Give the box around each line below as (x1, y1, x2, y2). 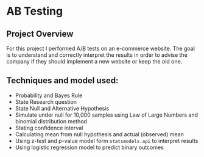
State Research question (15, 98, 77, 105)
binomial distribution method (15, 117, 87, 125)
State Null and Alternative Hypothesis (15, 104, 110, 112)
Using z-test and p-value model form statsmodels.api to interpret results (15, 137, 199, 144)
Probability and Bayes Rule (15, 92, 83, 99)
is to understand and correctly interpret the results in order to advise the (6, 51, 188, 59)
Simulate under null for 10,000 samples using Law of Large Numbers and (15, 111, 199, 119)
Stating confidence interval (15, 124, 83, 131)
